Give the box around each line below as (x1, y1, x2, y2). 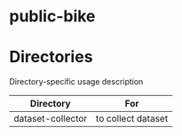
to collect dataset (96, 113, 169, 125)
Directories (9, 47, 93, 68)
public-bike (9, 6, 96, 27)
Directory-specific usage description (9, 76, 144, 87)
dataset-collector (13, 113, 88, 125)
